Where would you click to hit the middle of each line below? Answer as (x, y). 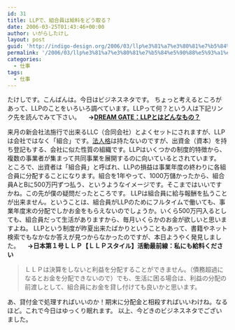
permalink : (23, 53)
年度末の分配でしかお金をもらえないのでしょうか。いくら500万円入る (114, 211)
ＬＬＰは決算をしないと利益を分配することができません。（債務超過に (124, 270)
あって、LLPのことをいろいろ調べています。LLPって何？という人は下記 (109, 109)
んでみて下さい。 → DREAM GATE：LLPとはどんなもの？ (116, 117)
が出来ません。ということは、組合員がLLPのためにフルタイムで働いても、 (113, 202)
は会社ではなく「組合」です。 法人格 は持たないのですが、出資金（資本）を (114, 141)
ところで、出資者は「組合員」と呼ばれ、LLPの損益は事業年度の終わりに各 (114, 167)
